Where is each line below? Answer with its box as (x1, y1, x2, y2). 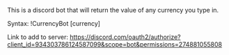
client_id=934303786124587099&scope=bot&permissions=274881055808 (7, 40, 223, 48)
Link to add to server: (7, 33, 68, 41)
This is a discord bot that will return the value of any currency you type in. (7, 6, 219, 14)
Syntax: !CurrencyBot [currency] (7, 19, 101, 27)
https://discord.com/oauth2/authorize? (69, 33, 181, 41)
